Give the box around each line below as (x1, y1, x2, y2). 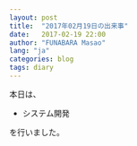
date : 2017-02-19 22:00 (9, 30, 106, 39)
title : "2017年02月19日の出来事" (9, 21, 129, 30)
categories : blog (9, 55, 74, 64)
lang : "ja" (9, 47, 50, 56)
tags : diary (9, 64, 54, 73)
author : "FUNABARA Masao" (9, 38, 106, 47)
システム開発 (21, 107, 70, 118)
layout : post (9, 13, 58, 22)
